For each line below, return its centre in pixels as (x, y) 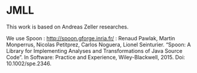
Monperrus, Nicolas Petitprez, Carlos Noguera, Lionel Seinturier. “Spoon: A (99, 45)
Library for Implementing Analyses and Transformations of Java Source (94, 50)
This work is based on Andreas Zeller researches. (67, 27)
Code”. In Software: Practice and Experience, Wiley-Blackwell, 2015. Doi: (96, 57)
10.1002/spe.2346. (29, 64)
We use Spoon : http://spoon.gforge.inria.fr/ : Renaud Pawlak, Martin (91, 38)
